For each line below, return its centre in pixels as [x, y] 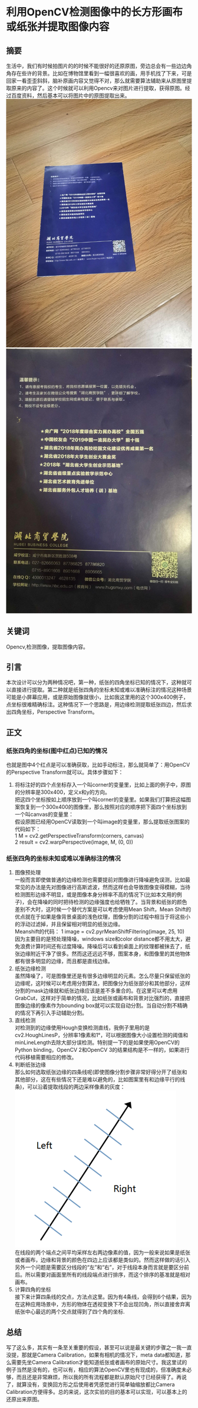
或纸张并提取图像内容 [58, 27]
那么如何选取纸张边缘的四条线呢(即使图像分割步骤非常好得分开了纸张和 [101, 1072]
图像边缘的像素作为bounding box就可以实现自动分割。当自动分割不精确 [101, 1006]
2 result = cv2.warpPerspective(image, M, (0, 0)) [74, 842]
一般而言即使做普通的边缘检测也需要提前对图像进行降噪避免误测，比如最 [102, 880]
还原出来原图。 [24, 1399]
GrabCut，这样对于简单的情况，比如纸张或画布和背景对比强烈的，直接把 [102, 998]
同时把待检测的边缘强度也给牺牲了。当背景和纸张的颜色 [120, 902]
